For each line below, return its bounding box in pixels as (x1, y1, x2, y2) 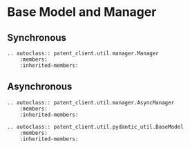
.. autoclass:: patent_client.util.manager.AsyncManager (7, 99, 175, 106)
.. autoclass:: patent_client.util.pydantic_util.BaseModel (7, 123, 184, 130)
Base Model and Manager (7, 4, 157, 20)
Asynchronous (7, 81, 73, 93)
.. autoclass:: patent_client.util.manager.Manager (7, 50, 159, 57)
